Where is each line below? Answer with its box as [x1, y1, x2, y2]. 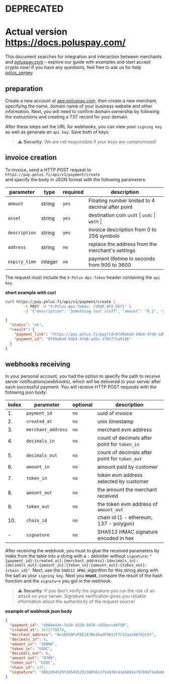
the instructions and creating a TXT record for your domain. [5, 114, 129, 120]
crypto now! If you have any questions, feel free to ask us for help [5, 64, 142, 71]
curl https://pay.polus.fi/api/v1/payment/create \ [5, 299, 116, 304]
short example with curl [5, 289, 56, 295]
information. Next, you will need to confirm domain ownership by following [5, 108, 159, 114]
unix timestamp [97, 418, 134, 425]
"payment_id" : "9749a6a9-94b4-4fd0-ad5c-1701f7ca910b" [14, 336, 132, 341]
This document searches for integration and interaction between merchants [5, 54, 162, 60]
